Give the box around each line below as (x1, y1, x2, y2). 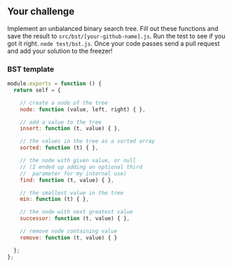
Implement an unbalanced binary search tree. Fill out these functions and (7, 24, 219, 32)
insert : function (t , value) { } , (20, 125, 121, 132)
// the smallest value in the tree (20, 189, 124, 196)
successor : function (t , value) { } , (20, 215, 130, 222)
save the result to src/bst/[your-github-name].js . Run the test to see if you (7, 32, 226, 40)
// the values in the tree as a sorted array (20, 138, 156, 145)
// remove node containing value (20, 228, 118, 235)
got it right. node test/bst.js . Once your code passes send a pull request (7, 39, 220, 48)
